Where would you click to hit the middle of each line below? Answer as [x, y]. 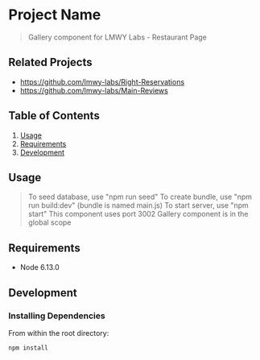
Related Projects [50, 62]
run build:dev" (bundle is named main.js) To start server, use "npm [138, 205]
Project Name [55, 15]
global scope [50, 222]
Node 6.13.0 [39, 267]
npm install [28, 348]
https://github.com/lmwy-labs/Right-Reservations [102, 81]
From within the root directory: [59, 333]
